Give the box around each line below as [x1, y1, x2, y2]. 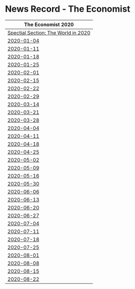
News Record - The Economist [5, 3, 131, 15]
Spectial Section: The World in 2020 [7, 29, 91, 36]
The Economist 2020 [24, 21, 74, 28]
